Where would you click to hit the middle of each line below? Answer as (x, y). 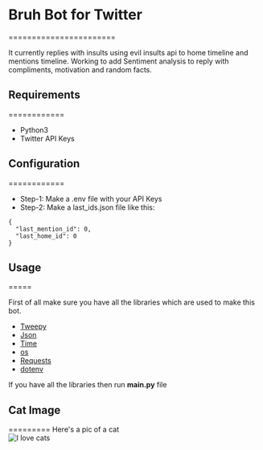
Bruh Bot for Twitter (76, 15)
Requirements (44, 95)
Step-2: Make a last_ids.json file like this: (87, 207)
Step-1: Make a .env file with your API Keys (91, 198)
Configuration (44, 164)
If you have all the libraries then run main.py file (88, 385)
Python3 (34, 129)
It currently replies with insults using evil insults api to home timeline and (128, 52)
